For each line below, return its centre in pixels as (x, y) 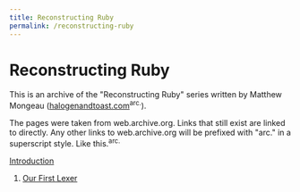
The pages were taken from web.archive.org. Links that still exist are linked (147, 123)
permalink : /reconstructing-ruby (72, 26)
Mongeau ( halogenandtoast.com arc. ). (78, 105)
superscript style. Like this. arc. (65, 142)
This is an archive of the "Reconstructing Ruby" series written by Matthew (146, 95)
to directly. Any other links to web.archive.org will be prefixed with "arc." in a (150, 133)
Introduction (32, 161)
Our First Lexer (50, 178)
